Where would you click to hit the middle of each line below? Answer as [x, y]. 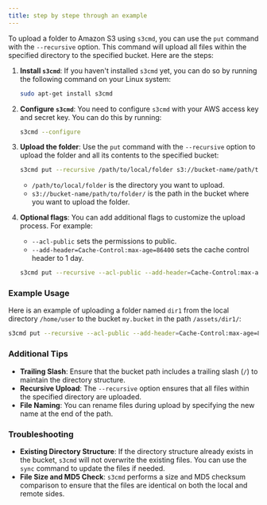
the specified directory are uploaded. [80, 396]
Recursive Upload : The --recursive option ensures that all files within [134, 388]
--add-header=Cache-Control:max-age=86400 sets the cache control [140, 250]
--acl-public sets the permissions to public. [104, 241]
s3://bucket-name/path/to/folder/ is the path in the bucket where [140, 194]
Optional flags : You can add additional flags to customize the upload [132, 218]
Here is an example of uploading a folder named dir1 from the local [118, 310]
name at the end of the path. [66, 414]
